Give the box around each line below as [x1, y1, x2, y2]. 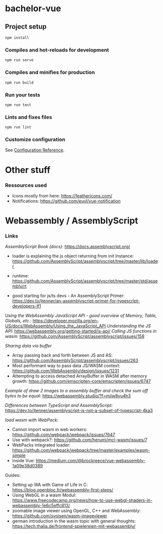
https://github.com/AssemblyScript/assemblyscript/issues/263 [12, 358, 139, 363]
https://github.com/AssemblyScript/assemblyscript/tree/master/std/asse [12, 278, 158, 284]
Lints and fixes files [5, 113, 53, 120]
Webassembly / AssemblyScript [5, 215, 139, 226]
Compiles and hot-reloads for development [5, 46, 109, 53]
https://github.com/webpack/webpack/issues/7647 [12, 432, 115, 438]
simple [12, 452, 26, 458]
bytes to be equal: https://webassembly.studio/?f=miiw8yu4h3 [5, 393, 131, 399]
